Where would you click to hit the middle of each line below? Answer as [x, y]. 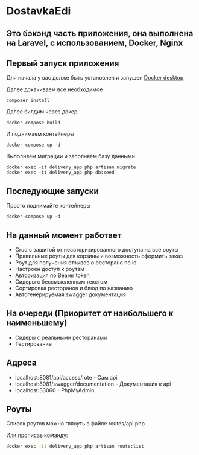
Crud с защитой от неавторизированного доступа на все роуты [97, 250]
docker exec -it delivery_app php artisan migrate [71, 167]
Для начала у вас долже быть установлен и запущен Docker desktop [95, 78]
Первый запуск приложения [63, 63]
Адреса [22, 363]
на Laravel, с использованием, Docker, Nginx [95, 43]
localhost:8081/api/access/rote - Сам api [66, 377]
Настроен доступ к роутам [50, 269]
